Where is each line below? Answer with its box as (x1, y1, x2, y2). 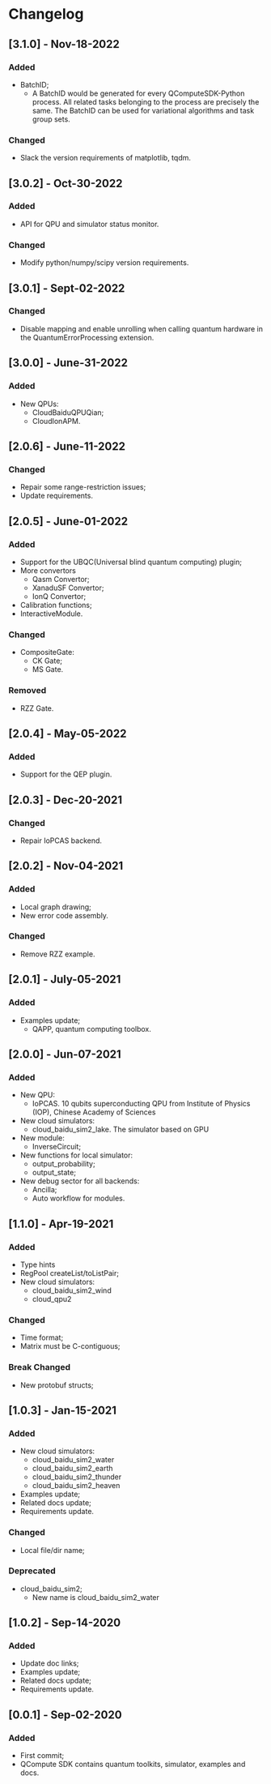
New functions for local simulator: (19, 1150, 133, 1160)
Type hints (19, 1260, 56, 1269)
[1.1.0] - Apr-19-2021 (8, 1217, 114, 1230)
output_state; (32, 1168, 77, 1178)
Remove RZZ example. (19, 949, 95, 959)
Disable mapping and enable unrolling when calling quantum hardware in (19, 323, 263, 333)
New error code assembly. (19, 910, 109, 920)
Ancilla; (32, 1185, 57, 1195)
